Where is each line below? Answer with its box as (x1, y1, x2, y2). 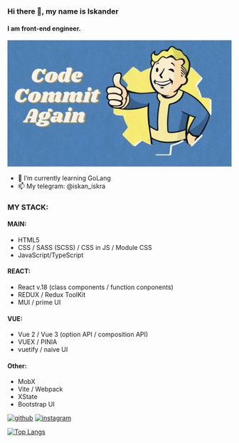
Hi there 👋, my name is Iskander (7, 6, 119, 16)
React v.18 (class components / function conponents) (17, 283, 174, 291)
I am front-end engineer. (7, 24, 81, 33)
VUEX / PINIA (17, 338, 58, 346)
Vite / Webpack (17, 385, 63, 394)
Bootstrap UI (17, 400, 55, 409)
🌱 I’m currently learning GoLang (17, 174, 112, 182)
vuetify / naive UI (17, 345, 68, 354)
